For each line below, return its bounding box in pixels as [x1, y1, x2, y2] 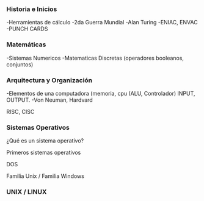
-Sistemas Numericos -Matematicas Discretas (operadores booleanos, [6, 54, 184, 62]
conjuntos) [6, 60, 34, 68]
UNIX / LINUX [6, 188, 47, 196]
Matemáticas [6, 40, 46, 49]
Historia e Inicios [6, 5, 57, 13]
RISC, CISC [6, 108, 35, 115]
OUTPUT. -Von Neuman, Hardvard [6, 96, 93, 104]
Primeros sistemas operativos [6, 149, 81, 157]
